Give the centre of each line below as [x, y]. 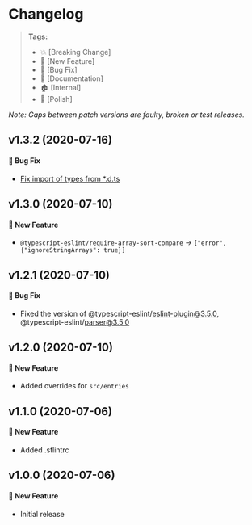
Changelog [46, 14]
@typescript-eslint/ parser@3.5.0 [75, 322]
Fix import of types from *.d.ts [70, 178]
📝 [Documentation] [71, 78]
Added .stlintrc [44, 450]
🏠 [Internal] [61, 87]
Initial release [42, 514]
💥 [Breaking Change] [76, 52]
